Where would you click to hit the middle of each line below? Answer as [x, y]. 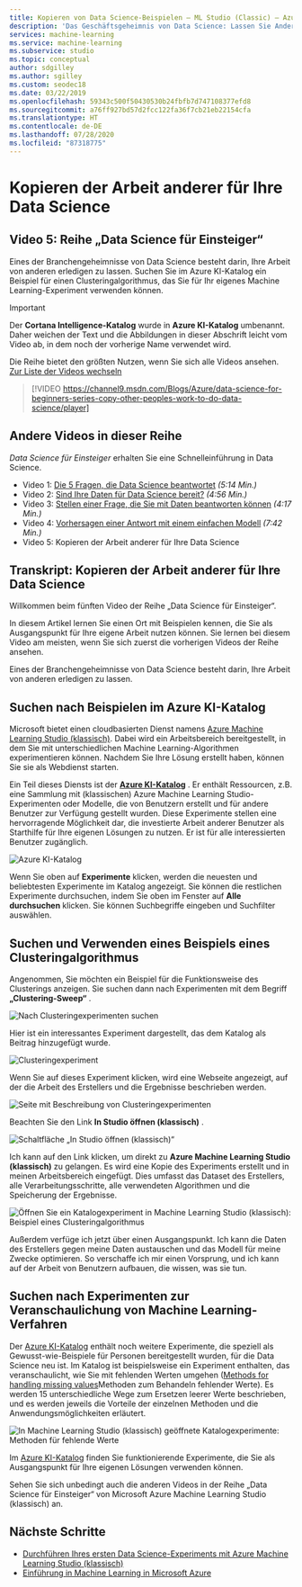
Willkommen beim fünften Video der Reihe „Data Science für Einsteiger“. [143, 606]
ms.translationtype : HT [54, 118]
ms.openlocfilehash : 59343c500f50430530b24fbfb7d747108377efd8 [130, 101]
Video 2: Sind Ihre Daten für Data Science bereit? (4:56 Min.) [135, 494]
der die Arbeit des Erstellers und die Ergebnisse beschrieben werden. [138, 1087]
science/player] [60, 408]
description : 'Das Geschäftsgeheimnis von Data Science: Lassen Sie [140, 26]
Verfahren [38, 1325]
